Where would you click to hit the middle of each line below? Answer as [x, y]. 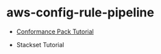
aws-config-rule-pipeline [80, 13]
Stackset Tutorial [40, 44]
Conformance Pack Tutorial [55, 31]
